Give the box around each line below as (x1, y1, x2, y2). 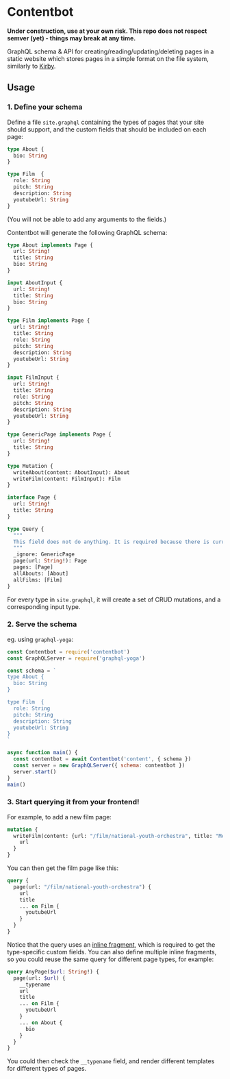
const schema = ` (7, 667, 57, 674)
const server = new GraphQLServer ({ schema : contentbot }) (13, 762, 186, 769)
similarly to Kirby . (7, 62, 56, 70)
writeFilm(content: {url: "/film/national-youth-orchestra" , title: (13, 832, 213, 839)
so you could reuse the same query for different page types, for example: (7, 955, 214, 963)
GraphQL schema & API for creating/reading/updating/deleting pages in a (7, 47, 214, 55)
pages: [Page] (13, 564, 53, 571)
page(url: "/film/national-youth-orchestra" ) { (13, 883, 152, 891)
